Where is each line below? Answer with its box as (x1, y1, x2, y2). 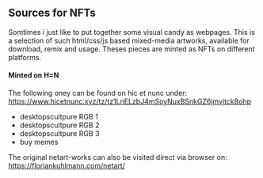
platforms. (8, 52, 42, 62)
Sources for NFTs (8, 6, 97, 20)
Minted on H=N (8, 70, 59, 80)
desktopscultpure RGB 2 (19, 120, 100, 130)
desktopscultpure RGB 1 (19, 112, 99, 122)
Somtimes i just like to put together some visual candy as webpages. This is (8, 27, 256, 36)
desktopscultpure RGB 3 (19, 129, 101, 138)
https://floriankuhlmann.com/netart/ (8, 161, 125, 171)
